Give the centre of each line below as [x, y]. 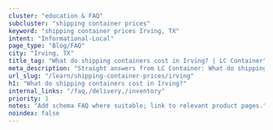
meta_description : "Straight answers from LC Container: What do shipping [138, 69]
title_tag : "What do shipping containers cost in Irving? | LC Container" [138, 61]
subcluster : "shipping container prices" [80, 23]
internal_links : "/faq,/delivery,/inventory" [87, 91]
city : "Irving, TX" [41, 53]
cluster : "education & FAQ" [56, 16]
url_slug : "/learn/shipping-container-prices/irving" [102, 76]
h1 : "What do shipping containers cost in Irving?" [97, 83]
